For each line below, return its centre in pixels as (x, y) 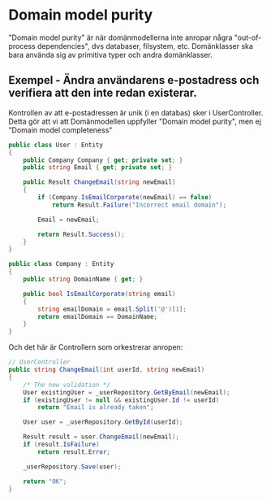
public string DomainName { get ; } (83, 279)
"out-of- (248, 37)
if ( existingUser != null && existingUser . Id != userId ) (121, 400)
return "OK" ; (45, 481)
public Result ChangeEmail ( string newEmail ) (99, 182)
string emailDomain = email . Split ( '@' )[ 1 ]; (112, 309)
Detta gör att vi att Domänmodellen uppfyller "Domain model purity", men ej (135, 121)
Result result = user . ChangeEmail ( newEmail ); (101, 437)
